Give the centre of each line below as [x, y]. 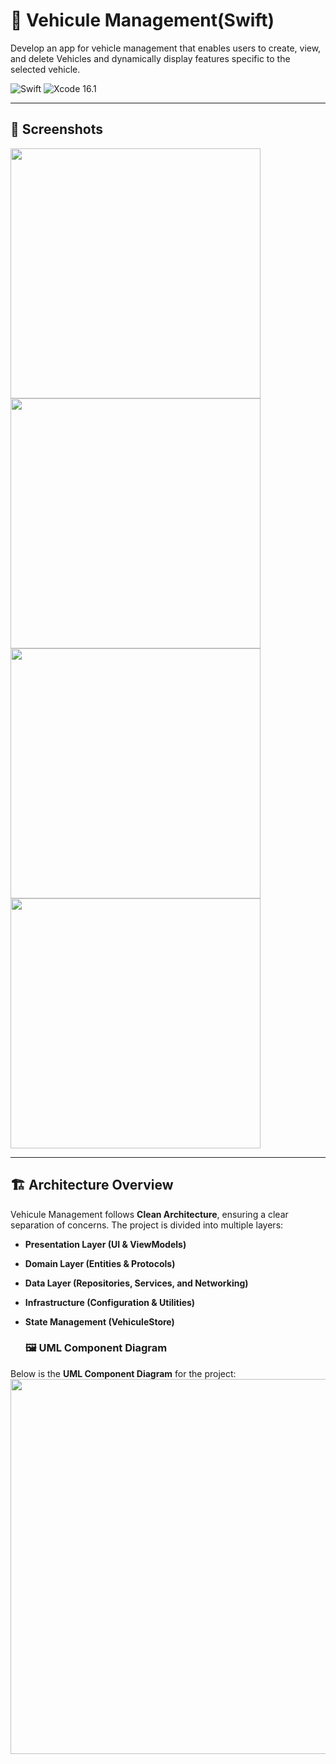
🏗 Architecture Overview [92, 1185]
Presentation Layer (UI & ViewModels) [105, 1244]
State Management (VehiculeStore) [99, 1321]
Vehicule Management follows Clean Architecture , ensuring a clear [149, 1214]
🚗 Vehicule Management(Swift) [142, 20]
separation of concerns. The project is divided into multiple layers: [147, 1225]
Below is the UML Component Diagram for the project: [123, 1373]
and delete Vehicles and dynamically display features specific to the [150, 58]
